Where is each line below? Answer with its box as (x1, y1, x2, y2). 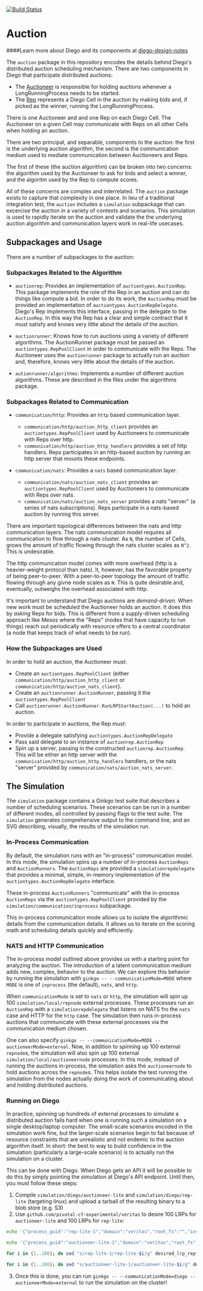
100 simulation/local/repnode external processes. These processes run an (6, 999, 195, 1006)
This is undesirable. (6, 548, 56, 555)
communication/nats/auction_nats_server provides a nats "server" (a (24, 498, 196, 505)
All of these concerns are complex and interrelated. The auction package (6, 187, 188, 195)
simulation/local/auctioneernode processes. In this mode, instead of (6, 1056, 179, 1063)
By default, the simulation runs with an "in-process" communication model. (6, 852, 193, 859)
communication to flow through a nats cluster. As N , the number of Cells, (6, 535, 186, 542)
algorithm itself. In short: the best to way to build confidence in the (6, 1142, 172, 1150)
